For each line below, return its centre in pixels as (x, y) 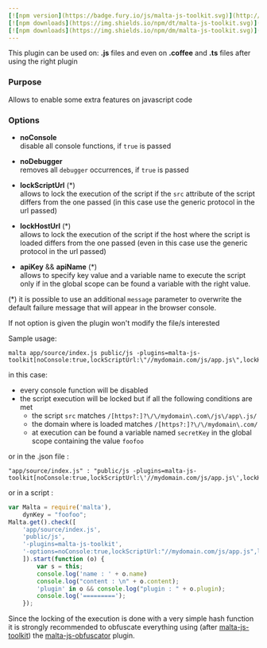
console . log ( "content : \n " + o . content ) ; (108, 581)
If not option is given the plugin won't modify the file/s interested (114, 322)
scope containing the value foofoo (88, 441)
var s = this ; (60, 566)
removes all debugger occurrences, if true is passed (104, 170)
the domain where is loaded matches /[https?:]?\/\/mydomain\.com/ (145, 424)
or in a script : (31, 492)
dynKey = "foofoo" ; (55, 514)
